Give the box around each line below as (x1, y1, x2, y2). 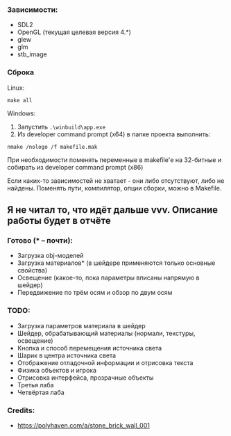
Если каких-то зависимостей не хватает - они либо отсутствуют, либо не (7, 176, 225, 185)
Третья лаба (17, 380, 54, 389)
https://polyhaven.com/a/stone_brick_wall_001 (17, 421, 151, 429)
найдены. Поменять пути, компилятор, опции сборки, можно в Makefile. (7, 184, 222, 192)
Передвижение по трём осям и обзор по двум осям (17, 289, 173, 297)
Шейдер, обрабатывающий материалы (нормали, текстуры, (17, 329, 196, 337)
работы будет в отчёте (7, 214, 111, 227)
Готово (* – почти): (7, 235, 73, 245)
